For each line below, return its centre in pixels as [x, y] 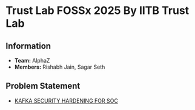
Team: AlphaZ [32, 60]
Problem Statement [43, 86]
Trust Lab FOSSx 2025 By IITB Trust [97, 11]
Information [28, 46]
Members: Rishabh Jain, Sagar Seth [60, 67]
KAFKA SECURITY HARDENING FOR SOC [66, 100]
